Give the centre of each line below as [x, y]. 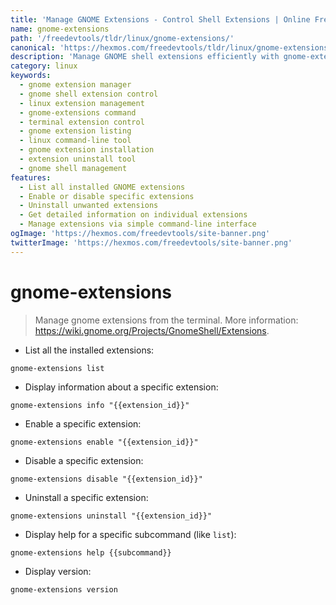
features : [31, 177]
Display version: [58, 571]
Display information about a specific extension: [121, 387]
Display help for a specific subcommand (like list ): [130, 534]
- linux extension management [82, 103]
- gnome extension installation [87, 150]
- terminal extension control [82, 122]
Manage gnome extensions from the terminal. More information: [166, 320]
